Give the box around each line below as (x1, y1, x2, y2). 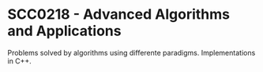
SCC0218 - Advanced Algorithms (7, 5, 231, 23)
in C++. (7, 56, 32, 66)
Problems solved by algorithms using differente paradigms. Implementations (7, 48, 256, 57)
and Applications (7, 22, 122, 40)
